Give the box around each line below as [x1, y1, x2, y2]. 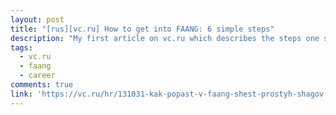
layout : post [10, 14, 65, 25]
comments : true [10, 80, 74, 90]
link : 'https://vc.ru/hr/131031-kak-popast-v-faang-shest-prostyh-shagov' [10, 89, 329, 99]
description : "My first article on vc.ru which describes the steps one [10, 33, 320, 43]
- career [19, 71, 56, 81]
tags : [10, 42, 33, 53]
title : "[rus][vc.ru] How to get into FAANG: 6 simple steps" [10, 24, 275, 34]
